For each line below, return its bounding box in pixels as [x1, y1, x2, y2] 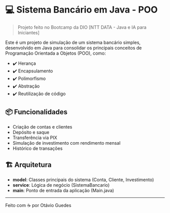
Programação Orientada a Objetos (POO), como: [5, 50, 106, 56]
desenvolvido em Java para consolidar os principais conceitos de [5, 45, 142, 51]
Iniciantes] [17, 29, 39, 35]
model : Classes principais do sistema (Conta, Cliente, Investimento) [12, 177, 154, 183]
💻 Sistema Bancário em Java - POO [5, 4, 158, 16]
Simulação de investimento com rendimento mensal [12, 140, 120, 146]
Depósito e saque [12, 129, 50, 135]
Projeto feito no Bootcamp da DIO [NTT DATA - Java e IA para [17, 24, 147, 30]
